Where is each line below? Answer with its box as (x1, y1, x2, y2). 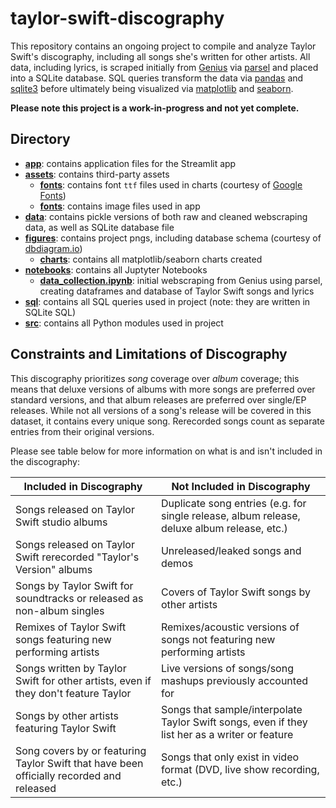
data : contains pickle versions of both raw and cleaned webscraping (24, 210, 308, 222)
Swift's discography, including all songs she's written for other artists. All (10, 50, 311, 62)
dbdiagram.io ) (24, 242, 83, 254)
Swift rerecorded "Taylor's (15, 550, 140, 564)
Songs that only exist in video (160, 750, 300, 764)
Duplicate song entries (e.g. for (160, 496, 307, 510)
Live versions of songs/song (160, 661, 294, 675)
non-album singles (15, 603, 105, 617)
